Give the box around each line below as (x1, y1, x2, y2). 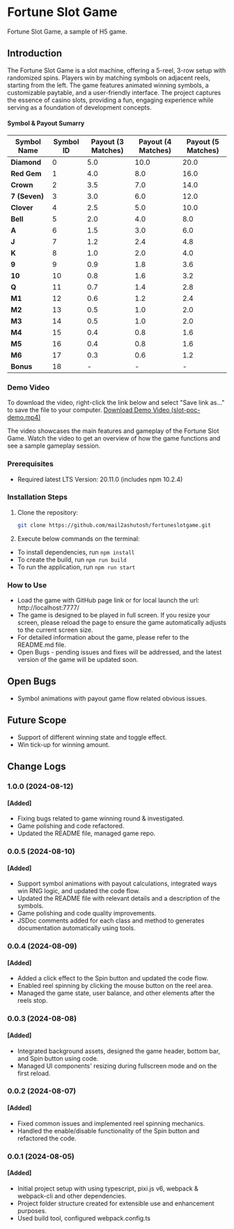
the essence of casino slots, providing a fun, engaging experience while (7, 96, 214, 104)
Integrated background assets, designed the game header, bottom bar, (17, 1047, 221, 1055)
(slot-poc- (171, 406, 201, 414)
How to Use (7, 580, 47, 590)
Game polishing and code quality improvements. (17, 909, 157, 918)
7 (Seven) (10, 191, 44, 201)
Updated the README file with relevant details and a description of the (17, 895, 221, 903)
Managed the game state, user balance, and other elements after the (17, 989, 215, 997)
